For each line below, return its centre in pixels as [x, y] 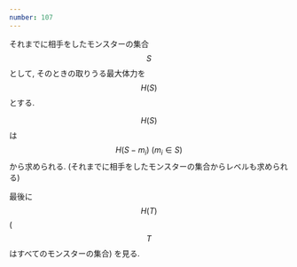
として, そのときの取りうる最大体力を [78, 73]
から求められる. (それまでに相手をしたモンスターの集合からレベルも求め [141, 167]
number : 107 [31, 17]
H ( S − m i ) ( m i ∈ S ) [149, 150]
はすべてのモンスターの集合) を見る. [74, 254]
